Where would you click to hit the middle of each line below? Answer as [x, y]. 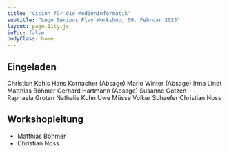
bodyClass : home [30, 39]
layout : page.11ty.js [38, 26]
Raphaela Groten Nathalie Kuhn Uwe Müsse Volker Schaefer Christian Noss [114, 97]
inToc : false [26, 33]
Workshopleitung [46, 120]
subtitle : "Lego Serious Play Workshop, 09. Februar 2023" [94, 20]
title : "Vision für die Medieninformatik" [69, 13]
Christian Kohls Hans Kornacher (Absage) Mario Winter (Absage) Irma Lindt [114, 83]
